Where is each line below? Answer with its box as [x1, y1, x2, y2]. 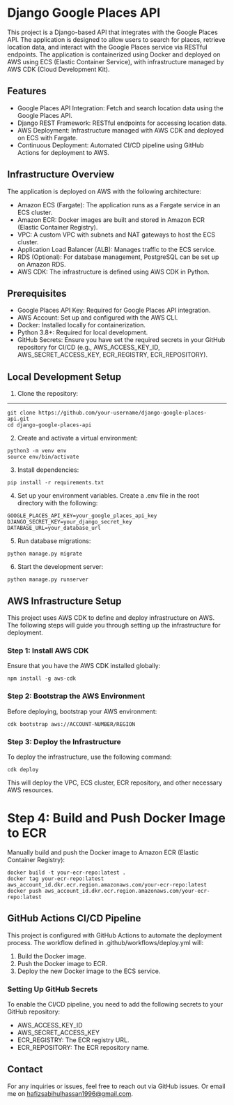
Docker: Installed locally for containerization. [17, 321, 146, 329]
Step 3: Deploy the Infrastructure [7, 736, 122, 746]
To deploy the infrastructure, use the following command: [7, 752, 172, 761]
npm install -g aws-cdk [7, 675, 77, 682]
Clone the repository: [17, 390, 79, 398]
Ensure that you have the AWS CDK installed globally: [7, 662, 161, 670]
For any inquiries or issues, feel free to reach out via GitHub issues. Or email [7, 1082, 226, 1090]
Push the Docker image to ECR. [17, 959, 108, 967]
